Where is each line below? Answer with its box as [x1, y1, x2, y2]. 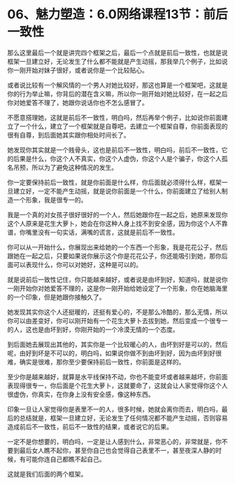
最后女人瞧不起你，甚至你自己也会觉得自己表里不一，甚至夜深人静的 [19, 446, 215, 454]
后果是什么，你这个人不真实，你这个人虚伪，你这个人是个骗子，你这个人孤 [13, 154, 228, 163]
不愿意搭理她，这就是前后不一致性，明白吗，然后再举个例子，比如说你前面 [7, 113, 222, 121]
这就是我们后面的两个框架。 [7, 470, 87, 478]
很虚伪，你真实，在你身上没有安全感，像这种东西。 [7, 390, 155, 398]
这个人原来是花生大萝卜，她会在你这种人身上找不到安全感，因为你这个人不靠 [7, 219, 228, 228]
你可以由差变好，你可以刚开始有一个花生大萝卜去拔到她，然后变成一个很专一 [7, 316, 228, 325]
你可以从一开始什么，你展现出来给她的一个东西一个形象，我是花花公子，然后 [7, 242, 228, 251]
